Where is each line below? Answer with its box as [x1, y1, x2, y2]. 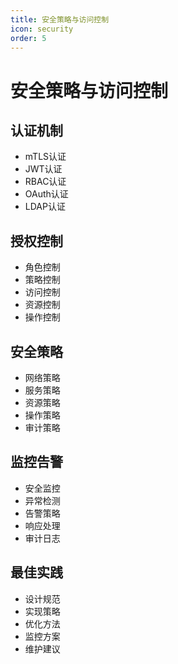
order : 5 [10, 33, 47, 43]
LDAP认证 [24, 201, 66, 213]
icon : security [10, 24, 74, 34]
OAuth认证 [24, 188, 69, 200]
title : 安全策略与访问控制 [10, 14, 110, 25]
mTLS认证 [24, 151, 67, 163]
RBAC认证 [24, 176, 67, 188]
